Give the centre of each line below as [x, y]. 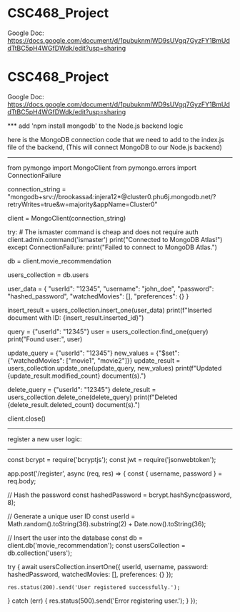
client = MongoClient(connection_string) [67, 218]
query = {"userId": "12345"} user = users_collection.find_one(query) [108, 331]
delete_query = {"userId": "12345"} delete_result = [82, 389]
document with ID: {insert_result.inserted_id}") [76, 317]
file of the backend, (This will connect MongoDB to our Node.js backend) [115, 147]
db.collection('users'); [40, 553]
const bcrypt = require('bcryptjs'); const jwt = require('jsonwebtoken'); [112, 459]
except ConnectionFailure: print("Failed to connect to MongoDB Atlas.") [112, 247]
